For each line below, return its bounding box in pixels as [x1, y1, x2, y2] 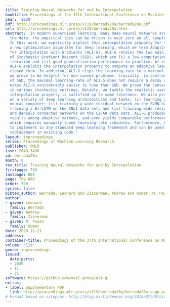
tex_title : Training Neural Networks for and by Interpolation [5, 162, 142, 167]
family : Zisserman [10, 214, 49, 220]
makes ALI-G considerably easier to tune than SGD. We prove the [10, 82, 151, 87]
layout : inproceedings [5, 135, 53, 140]
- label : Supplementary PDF [5, 285, 65, 290]
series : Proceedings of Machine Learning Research [5, 139, 114, 144]
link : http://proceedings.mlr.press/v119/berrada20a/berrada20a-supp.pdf [10, 289, 168, 295]
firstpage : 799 [5, 167, 37, 172]
